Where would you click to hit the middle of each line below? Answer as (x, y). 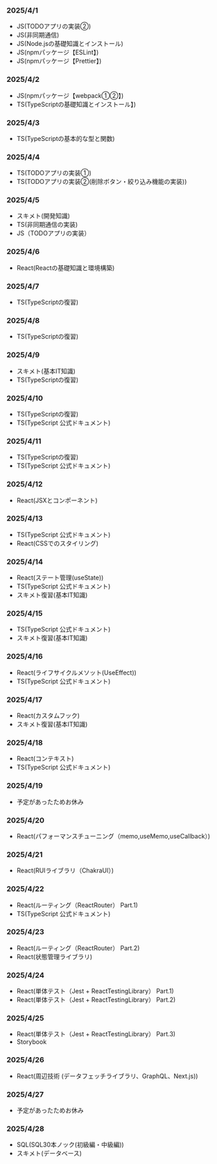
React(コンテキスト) (45, 759)
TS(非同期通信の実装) (47, 225)
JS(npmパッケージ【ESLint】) (58, 52)
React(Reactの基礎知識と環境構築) (66, 268)
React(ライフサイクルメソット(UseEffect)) (76, 673)
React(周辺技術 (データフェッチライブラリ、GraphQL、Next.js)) (107, 1076)
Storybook (32, 1042)
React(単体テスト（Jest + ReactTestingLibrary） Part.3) (96, 1034)
